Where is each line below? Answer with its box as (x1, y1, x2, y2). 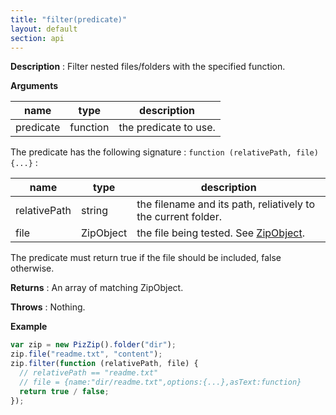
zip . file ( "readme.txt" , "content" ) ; (10, 349, 163, 360)
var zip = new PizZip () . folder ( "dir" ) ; (10, 340, 177, 350)
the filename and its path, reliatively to (136, 197, 316, 211)
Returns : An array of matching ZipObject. (10, 282, 184, 294)
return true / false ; (19, 386, 110, 396)
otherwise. (10, 262, 55, 275)
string (80, 204, 108, 218)
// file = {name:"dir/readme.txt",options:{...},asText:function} (19, 377, 302, 387)
